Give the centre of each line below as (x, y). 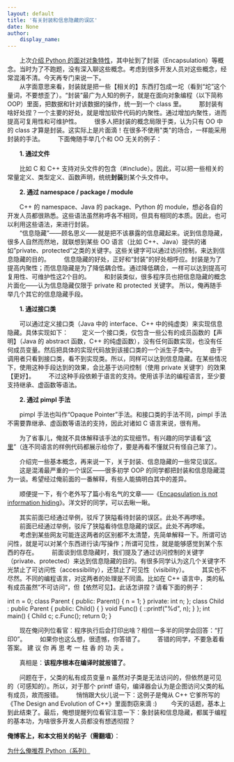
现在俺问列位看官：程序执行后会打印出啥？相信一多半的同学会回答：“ (118, 630)
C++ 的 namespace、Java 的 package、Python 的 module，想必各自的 (121, 207)
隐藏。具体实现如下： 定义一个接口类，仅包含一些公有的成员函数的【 (112, 333)
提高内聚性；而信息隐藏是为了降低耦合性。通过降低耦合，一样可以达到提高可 (117, 268)
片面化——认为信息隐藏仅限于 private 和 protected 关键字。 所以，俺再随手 (115, 285)
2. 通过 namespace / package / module (77, 192)
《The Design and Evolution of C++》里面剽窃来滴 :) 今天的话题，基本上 (117, 704)
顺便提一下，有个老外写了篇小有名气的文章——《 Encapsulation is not (118, 494)
